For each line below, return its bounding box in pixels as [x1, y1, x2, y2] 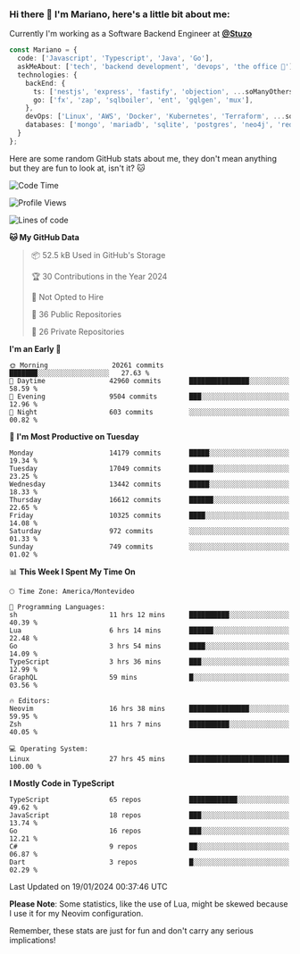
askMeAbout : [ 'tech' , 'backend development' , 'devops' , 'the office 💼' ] [17, 63, 294, 71]
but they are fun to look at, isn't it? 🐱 [9, 163, 146, 173]
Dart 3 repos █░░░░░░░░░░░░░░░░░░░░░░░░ [9, 858, 290, 866]
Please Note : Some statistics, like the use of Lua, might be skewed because [9, 898, 288, 909]
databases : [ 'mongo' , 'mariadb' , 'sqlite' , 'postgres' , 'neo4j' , [25, 121, 274, 130]
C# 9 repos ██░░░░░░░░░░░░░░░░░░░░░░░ [9, 841, 290, 851]
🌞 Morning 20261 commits [9, 361, 164, 370]
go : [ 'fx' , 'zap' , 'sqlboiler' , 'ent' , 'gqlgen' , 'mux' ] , [32, 96, 254, 105]
